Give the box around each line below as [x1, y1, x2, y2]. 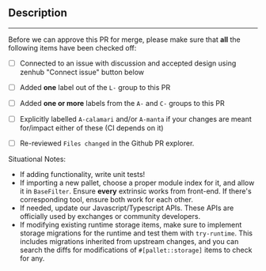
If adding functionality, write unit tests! [19, 170, 146, 179]
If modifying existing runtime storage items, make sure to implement [19, 220, 242, 230]
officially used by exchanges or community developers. [19, 212, 200, 221]
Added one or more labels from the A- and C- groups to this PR [19, 98, 225, 107]
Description [8, 6, 67, 20]
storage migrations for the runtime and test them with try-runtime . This [19, 228, 253, 238]
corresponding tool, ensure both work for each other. [19, 195, 194, 205]
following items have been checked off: [8, 43, 137, 52]
